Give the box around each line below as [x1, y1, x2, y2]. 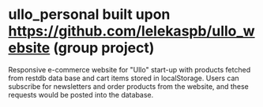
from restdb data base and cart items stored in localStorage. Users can [8, 73, 239, 83]
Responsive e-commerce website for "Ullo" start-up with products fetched [8, 65, 251, 74]
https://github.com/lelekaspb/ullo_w [8, 22, 255, 40]
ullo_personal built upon [8, 6, 171, 24]
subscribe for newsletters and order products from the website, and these [8, 81, 249, 91]
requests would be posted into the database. [8, 90, 154, 99]
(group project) [52, 39, 155, 57]
